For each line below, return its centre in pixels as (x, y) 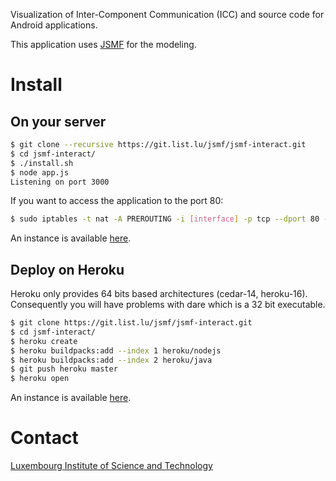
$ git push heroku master (64, 369)
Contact (44, 438)
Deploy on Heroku (67, 269)
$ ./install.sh (42, 163)
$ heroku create (44, 341)
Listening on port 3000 (60, 182)
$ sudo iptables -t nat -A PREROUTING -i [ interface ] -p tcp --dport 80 (165, 219)
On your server (58, 121)
